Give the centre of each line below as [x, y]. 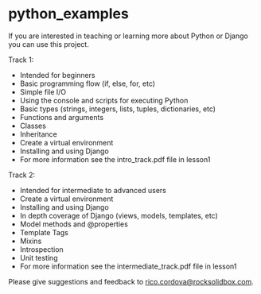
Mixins [31, 241]
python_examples [68, 14]
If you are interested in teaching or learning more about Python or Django [128, 36]
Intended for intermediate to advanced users [93, 190]
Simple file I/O [43, 91]
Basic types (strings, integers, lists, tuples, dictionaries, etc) [118, 109]
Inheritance [39, 134]
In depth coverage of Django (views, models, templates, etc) [119, 215]
